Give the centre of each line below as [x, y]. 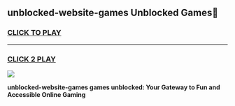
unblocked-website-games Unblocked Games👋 [113, 13]
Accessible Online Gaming [47, 94]
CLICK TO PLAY [34, 33]
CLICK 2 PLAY [31, 59]
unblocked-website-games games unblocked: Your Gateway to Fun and [114, 87]
